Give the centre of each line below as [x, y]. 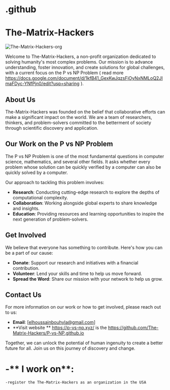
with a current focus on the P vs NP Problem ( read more [64, 73]
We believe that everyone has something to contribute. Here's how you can [84, 247]
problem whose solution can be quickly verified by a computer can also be [83, 167]
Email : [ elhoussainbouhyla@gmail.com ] [54, 322]
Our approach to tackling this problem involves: [55, 182]
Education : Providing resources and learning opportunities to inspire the [88, 214]
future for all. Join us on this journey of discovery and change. [70, 348]
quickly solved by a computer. [37, 172]
